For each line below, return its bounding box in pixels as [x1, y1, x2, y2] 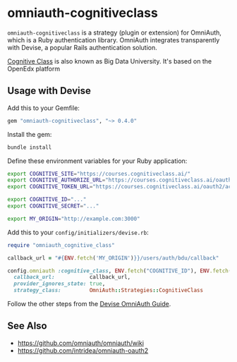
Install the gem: [7, 130, 52, 138]
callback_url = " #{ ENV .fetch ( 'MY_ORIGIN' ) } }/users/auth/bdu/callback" [7, 254, 219, 262]
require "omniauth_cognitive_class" [7, 241, 115, 248]
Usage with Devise [7, 85, 92, 97]
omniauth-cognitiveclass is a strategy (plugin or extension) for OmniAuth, [7, 28, 222, 37]
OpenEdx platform [7, 64, 61, 73]
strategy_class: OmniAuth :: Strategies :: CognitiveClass [13, 287, 203, 294]
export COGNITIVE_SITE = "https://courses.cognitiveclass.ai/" [7, 170, 191, 177]
